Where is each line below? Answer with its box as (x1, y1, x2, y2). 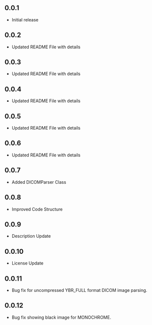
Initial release (11, 17, 38, 22)
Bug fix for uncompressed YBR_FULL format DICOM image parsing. (11, 287, 148, 293)
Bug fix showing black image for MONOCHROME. (11, 314, 112, 320)
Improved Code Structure (11, 206, 63, 212)
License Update (11, 260, 44, 266)
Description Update (11, 233, 51, 239)
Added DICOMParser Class (11, 179, 66, 185)
